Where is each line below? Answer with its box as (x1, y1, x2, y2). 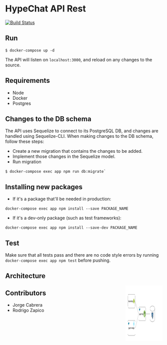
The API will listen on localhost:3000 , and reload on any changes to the (5, 56, 152, 62)
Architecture (5, 272, 46, 280)
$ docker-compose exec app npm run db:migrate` (5, 169, 106, 174)
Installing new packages (5, 183, 83, 191)
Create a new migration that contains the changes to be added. (12, 148, 143, 154)
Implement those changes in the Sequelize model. (12, 153, 116, 160)
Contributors (5, 289, 46, 297)
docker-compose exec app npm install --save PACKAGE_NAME (5, 206, 128, 211)
